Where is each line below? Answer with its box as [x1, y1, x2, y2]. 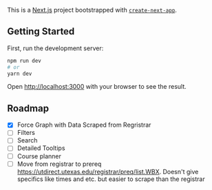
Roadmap [7, 103, 50, 114]
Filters [17, 129, 36, 137]
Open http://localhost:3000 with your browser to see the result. [7, 83, 187, 91]
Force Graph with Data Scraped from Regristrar [17, 120, 151, 129]
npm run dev [7, 57, 41, 64]
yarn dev [7, 70, 32, 77]
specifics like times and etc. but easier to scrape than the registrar [17, 175, 205, 183]
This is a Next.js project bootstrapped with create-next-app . [7, 6, 178, 14]
